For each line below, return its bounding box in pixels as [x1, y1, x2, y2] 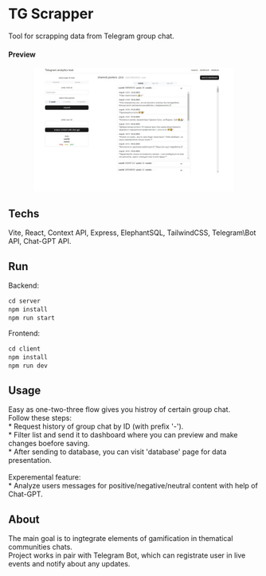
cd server [8, 297, 41, 305]
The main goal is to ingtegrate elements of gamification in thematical [8, 534, 233, 543]
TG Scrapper [8, 5, 94, 23]
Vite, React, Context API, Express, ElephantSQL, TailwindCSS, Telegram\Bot [8, 228, 256, 237]
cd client [8, 344, 41, 353]
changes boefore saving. [8, 439, 90, 449]
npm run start [8, 314, 56, 322]
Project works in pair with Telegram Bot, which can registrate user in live [8, 551, 246, 560]
